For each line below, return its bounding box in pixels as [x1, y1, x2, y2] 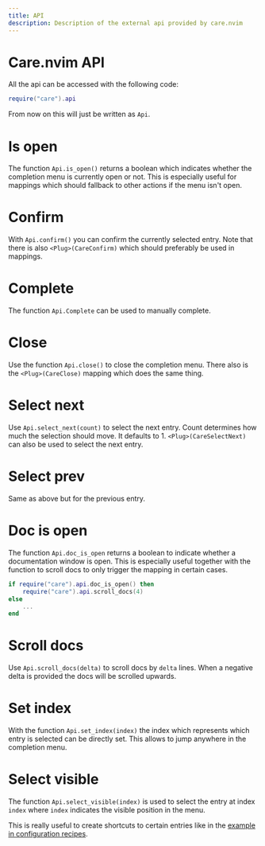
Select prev [8, 467, 85, 485]
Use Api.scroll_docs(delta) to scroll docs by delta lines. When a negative [8, 663, 254, 673]
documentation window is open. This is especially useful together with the [8, 556, 252, 566]
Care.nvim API [8, 53, 106, 72]
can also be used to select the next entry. [8, 439, 144, 449]
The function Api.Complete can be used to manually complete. [8, 306, 212, 315]
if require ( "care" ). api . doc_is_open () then [8, 580, 155, 588]
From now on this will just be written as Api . [8, 109, 151, 119]
